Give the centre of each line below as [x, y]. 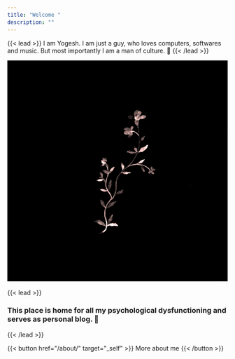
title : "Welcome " [34, 15]
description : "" [31, 22]
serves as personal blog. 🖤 [53, 319]
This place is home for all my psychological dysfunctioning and [117, 311]
